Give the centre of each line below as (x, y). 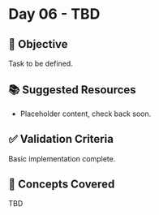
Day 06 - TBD (54, 14)
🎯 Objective (38, 44)
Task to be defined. (41, 63)
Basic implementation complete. (62, 158)
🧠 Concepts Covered (62, 185)
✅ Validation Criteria (61, 139)
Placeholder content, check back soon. (86, 114)
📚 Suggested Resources (72, 90)
